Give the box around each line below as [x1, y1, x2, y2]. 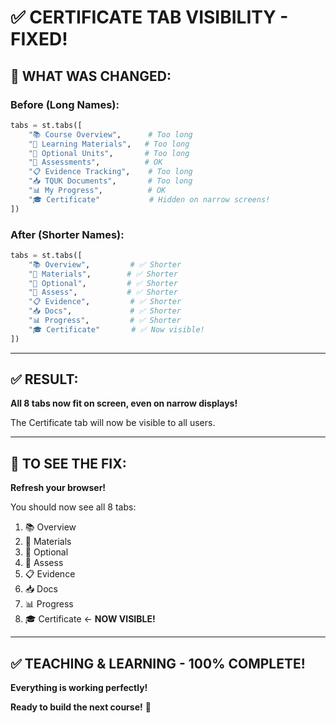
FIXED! [10, 28, 68, 51]
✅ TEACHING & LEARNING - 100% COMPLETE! [10, 655, 306, 672]
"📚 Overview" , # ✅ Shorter [28, 259, 182, 270]
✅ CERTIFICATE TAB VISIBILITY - [10, 6, 289, 29]
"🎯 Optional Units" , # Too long [28, 148, 190, 158]
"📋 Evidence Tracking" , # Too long [28, 167, 193, 177]
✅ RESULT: [10, 371, 79, 388]
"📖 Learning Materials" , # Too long [28, 139, 190, 149]
